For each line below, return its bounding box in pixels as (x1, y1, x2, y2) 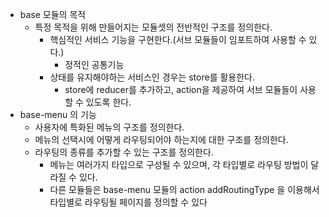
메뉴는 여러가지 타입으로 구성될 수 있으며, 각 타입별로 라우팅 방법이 (49, 159, 309, 170)
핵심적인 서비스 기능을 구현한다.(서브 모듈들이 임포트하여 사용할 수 (49, 34, 307, 45)
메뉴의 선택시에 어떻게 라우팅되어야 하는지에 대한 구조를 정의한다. (34, 134, 289, 145)
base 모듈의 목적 (19, 9, 87, 20)
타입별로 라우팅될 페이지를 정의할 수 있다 (49, 196, 208, 208)
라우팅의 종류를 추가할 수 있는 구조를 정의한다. (34, 146, 214, 158)
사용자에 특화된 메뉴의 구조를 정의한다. (34, 121, 185, 133)
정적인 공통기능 (64, 59, 125, 70)
